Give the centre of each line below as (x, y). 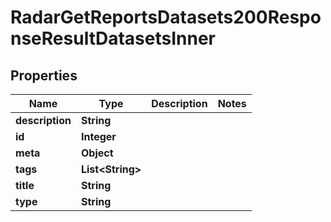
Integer (98, 136)
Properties (44, 75)
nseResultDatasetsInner (113, 38)
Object (97, 153)
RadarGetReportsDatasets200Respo (166, 17)
